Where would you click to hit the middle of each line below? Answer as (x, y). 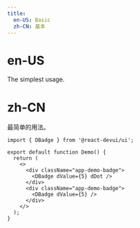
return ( (26, 158)
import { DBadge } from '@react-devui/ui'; (71, 141)
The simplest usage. (36, 79)
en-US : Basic (32, 20)
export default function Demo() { (57, 152)
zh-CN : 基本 (30, 26)
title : (17, 13)
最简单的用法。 (28, 127)
